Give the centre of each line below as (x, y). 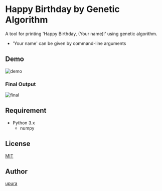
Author (16, 172)
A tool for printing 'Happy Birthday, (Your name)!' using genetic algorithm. (81, 33)
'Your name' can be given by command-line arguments (69, 43)
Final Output (21, 84)
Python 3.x (24, 122)
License (18, 144)
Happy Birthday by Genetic (62, 9)
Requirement (26, 111)
